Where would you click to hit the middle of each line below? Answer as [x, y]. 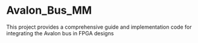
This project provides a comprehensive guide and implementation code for [99, 27]
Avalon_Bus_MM [49, 10]
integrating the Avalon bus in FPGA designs [60, 33]
